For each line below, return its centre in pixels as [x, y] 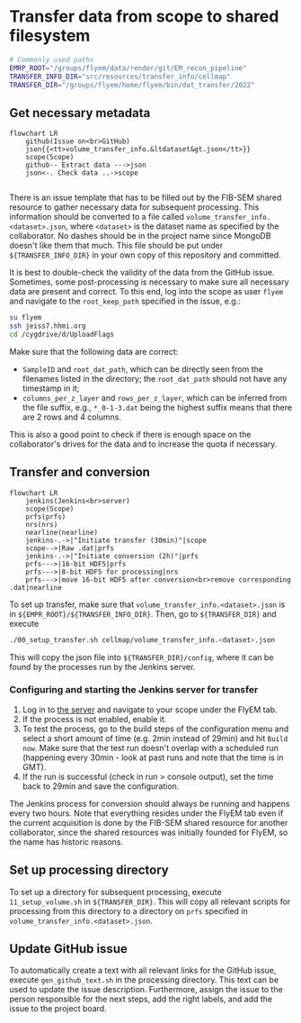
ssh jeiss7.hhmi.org [48, 326]
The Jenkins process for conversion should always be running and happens [150, 803]
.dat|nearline [36, 587]
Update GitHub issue [68, 949]
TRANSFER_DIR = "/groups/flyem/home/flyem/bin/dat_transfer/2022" [132, 85]
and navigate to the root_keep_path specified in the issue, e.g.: [125, 301]
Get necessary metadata [80, 113]
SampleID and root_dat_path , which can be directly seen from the [142, 369]
